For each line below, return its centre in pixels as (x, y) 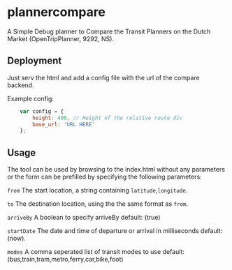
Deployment (35, 61)
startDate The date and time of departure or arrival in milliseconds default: (115, 231)
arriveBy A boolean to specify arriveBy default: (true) (84, 218)
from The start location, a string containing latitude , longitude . (97, 190)
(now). (17, 239)
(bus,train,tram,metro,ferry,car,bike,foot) (65, 260)
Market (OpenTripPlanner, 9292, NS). (60, 38)
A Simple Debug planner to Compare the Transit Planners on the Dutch (109, 31)
